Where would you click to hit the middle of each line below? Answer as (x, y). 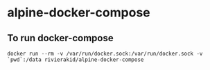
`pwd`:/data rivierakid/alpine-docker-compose (76, 60)
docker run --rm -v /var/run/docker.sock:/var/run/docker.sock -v (105, 54)
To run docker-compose (60, 38)
